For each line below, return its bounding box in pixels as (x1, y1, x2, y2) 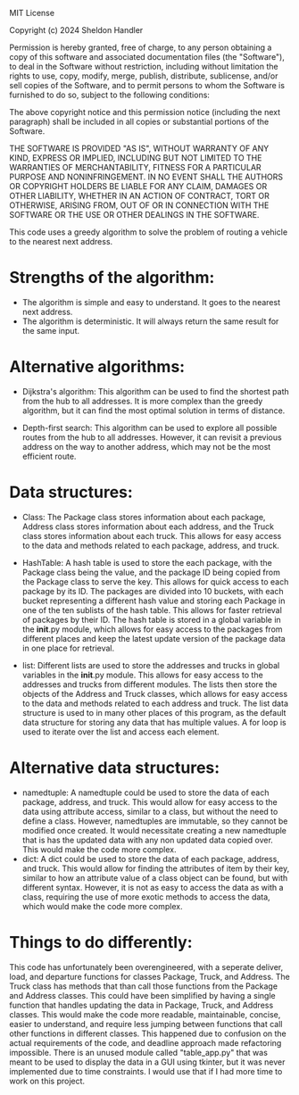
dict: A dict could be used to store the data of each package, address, (21, 853, 279, 864)
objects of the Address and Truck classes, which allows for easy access (21, 688, 288, 699)
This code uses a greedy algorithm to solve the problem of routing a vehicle (9, 227, 288, 237)
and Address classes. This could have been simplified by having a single (9, 990, 276, 1000)
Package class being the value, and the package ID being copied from (21, 567, 281, 577)
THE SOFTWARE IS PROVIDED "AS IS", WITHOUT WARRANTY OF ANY (9, 143, 270, 153)
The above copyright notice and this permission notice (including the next (9, 107, 281, 117)
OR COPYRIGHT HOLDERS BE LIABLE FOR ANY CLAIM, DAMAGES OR (9, 181, 268, 191)
